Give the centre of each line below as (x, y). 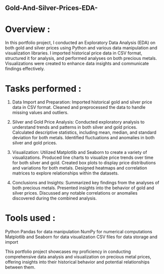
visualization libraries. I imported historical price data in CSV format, (74, 53)
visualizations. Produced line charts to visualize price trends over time (83, 158)
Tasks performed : (43, 88)
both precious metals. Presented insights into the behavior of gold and (83, 188)
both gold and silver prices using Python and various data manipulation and (81, 48)
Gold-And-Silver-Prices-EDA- (51, 8)
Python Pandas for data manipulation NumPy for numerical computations (79, 232)
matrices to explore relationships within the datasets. (65, 173)
